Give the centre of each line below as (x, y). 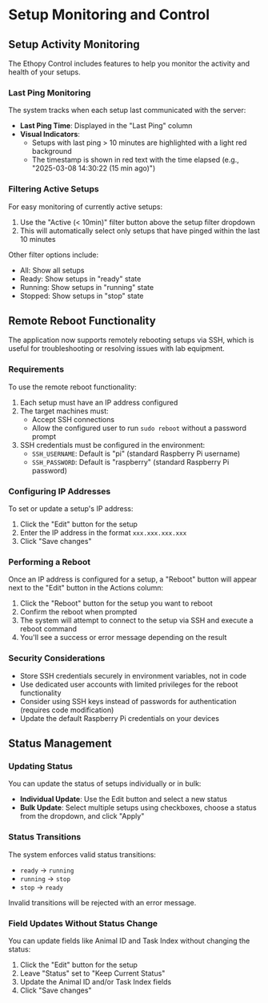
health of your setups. (45, 72)
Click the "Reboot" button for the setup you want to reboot (116, 603)
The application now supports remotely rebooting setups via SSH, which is (131, 340)
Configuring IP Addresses (60, 491)
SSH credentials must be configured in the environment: (112, 445)
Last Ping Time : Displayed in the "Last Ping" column (106, 126)
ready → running (47, 870)
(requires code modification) (67, 710)
